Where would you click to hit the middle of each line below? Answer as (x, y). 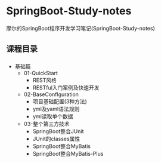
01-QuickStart (41, 73)
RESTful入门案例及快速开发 (66, 88)
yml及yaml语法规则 (56, 109)
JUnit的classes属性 (56, 139)
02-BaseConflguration (51, 94)
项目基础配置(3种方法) (60, 102)
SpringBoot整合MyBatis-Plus (68, 154)
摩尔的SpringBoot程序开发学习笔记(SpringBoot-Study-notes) (80, 28)
